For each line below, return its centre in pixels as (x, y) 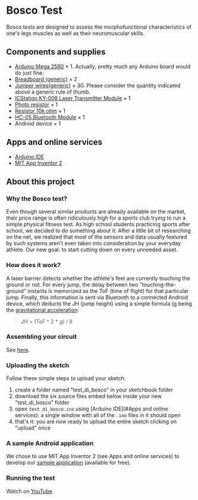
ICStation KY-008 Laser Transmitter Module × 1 (73, 98)
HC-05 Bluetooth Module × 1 (50, 117)
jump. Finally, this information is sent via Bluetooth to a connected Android (97, 297)
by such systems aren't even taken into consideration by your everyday (94, 243)
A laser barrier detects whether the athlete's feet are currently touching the (98, 278)
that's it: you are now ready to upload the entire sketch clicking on (96, 422)
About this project (40, 182)
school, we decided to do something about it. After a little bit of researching (99, 231)
